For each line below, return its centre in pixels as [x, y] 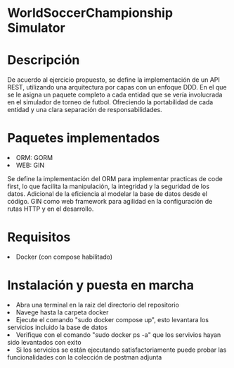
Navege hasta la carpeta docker [63, 312]
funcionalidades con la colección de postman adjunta [85, 357]
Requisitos [39, 237]
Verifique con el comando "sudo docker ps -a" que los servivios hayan [119, 335]
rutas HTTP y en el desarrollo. [51, 209]
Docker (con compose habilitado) [65, 257]
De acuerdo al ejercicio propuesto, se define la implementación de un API [113, 80]
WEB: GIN [31, 165]
